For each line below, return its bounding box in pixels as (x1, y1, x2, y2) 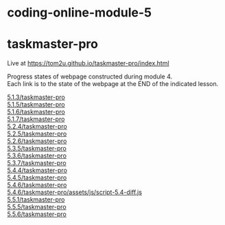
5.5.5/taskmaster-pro (7, 203, 67, 211)
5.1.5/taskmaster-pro (7, 100, 65, 109)
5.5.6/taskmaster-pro (7, 210, 67, 218)
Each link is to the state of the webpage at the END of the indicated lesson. (7, 80, 219, 88)
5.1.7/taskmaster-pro (7, 115, 65, 123)
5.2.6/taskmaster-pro (7, 137, 67, 145)
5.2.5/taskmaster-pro (7, 129, 67, 138)
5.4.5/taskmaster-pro (7, 173, 67, 182)
